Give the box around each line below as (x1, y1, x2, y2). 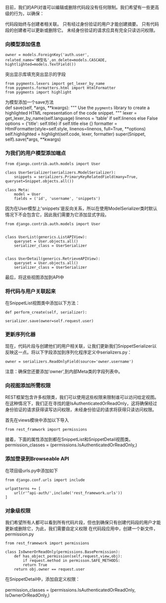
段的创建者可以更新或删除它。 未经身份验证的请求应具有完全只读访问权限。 (5, 27, 158, 33)
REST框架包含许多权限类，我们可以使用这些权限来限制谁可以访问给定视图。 (5, 394, 159, 400)
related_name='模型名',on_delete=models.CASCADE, (5, 58, 107, 63)
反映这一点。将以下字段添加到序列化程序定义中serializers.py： (5, 349, 132, 356)
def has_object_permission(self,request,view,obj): (14, 554, 123, 559)
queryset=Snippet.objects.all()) (5, 179, 74, 183)
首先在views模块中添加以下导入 (5, 417, 69, 423)
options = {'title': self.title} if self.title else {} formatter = (5, 121, 118, 126)
